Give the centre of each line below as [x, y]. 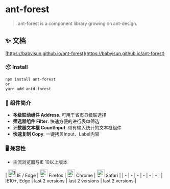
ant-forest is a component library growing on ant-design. [78, 23]
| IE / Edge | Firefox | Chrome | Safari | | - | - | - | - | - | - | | [84, 175]
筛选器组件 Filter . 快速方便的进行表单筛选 [56, 121]
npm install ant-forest [31, 79]
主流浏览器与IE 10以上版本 [40, 162]
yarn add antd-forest [28, 89]
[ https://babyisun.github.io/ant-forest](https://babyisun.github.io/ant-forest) [85, 53]
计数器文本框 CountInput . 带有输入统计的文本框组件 [67, 127]
